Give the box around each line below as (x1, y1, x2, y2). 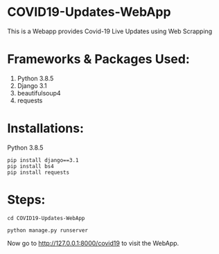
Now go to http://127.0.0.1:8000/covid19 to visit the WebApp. (7, 239, 179, 247)
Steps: (7, 192, 46, 208)
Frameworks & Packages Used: (7, 51, 190, 67)
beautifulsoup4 (17, 89, 61, 97)
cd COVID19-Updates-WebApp (7, 215, 85, 221)
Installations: (7, 120, 85, 136)
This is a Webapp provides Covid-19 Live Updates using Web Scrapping (7, 27, 213, 35)
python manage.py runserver (7, 226, 89, 234)
